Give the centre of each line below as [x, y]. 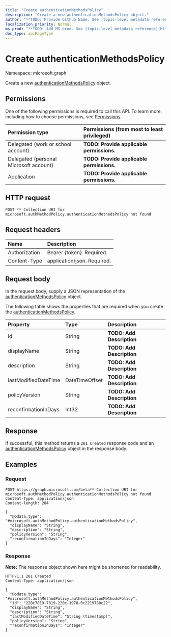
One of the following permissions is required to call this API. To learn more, [84, 111]
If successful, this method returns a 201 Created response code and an [80, 443]
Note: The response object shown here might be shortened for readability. [83, 567]
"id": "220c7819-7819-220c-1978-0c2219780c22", [61, 603]
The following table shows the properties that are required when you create [84, 307]
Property [19, 325]
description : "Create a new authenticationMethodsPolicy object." [77, 15]
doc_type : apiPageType [29, 34]
